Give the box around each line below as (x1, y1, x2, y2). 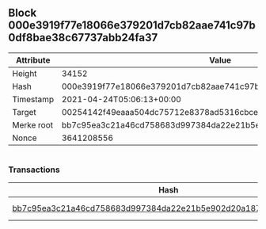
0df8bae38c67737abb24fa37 (8, 31, 158, 44)
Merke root (12, 119, 54, 130)
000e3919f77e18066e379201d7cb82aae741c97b (8, 19, 256, 32)
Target (12, 106, 37, 117)
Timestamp (12, 94, 55, 105)
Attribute (15, 55, 51, 66)
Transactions (8, 164, 61, 175)
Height (12, 67, 37, 78)
